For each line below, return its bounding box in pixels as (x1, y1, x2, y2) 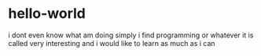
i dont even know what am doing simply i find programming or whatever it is (8, 30, 254, 40)
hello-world (8, 5, 86, 23)
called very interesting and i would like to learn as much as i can (8, 38, 215, 47)
